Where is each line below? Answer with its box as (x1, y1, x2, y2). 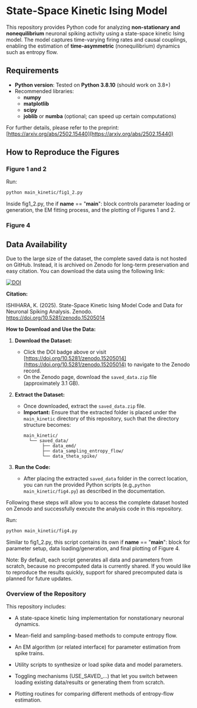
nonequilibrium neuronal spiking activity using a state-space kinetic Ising (6, 29, 185, 36)
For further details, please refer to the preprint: (6, 124, 119, 131)
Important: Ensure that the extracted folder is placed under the (23, 409, 176, 416)
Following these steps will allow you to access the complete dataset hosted (6, 499, 189, 506)
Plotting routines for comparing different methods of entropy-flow (14, 690, 174, 697)
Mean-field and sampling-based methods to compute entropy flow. (14, 632, 178, 639)
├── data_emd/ (42, 443, 76, 449)
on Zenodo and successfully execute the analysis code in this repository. (6, 505, 183, 513)
